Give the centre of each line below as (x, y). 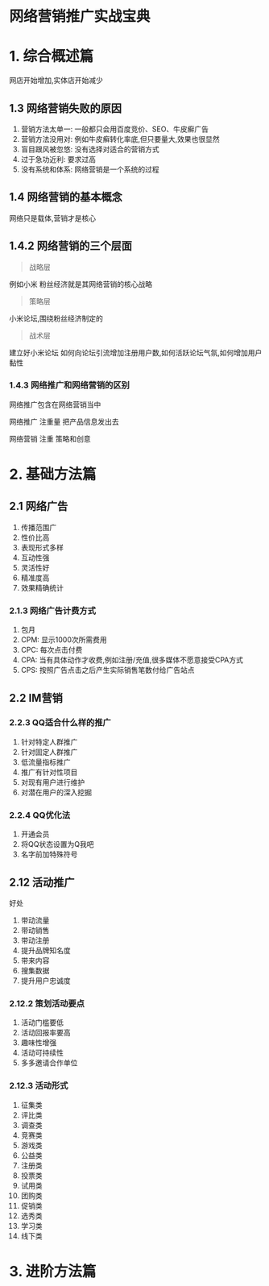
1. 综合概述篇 (52, 56)
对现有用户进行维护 (53, 782)
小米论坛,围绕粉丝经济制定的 (56, 318)
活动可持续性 (42, 1053)
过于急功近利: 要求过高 (58, 159)
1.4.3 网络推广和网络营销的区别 (69, 385)
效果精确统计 (42, 587)
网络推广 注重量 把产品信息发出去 (64, 421)
